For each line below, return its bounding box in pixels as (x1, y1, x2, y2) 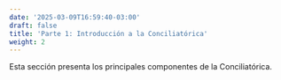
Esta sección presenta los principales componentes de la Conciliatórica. (9, 62, 273, 72)
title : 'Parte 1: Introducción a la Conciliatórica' (9, 29, 208, 38)
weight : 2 (9, 37, 46, 47)
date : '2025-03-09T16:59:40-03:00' (9, 12, 141, 22)
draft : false (9, 21, 58, 30)
